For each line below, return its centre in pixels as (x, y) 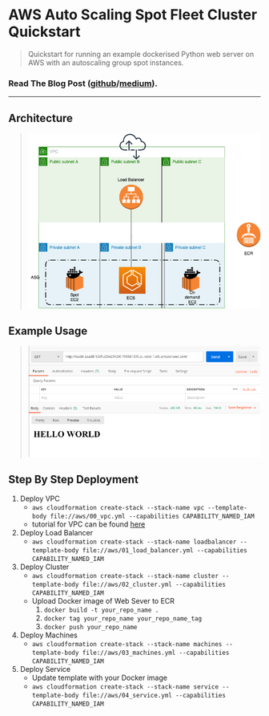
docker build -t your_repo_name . (101, 610)
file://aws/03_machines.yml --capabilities (156, 653)
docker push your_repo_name (90, 628)
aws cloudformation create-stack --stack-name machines (127, 645)
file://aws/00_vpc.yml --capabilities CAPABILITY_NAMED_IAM (152, 517)
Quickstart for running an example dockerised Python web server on (141, 54)
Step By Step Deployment (73, 480)
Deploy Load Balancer (56, 533)
